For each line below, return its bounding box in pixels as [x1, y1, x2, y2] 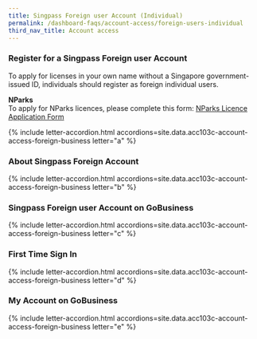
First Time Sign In [8, 249, 77, 260]
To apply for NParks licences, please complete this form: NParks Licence [8, 103, 248, 112]
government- [206, 71, 249, 81]
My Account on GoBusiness [8, 295, 118, 306]
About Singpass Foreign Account [8, 156, 139, 167]
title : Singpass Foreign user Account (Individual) [8, 11, 183, 20]
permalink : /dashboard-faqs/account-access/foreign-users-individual [8, 19, 244, 27]
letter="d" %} [92, 275, 137, 285]
